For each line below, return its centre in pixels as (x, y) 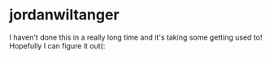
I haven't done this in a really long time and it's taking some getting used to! (136, 37)
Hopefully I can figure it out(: (57, 45)
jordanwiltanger (65, 15)
